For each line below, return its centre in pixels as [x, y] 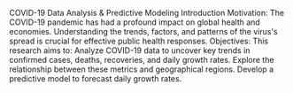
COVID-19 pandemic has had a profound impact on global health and [135, 22]
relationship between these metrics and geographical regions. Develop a [142, 69]
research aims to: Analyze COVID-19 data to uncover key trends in [130, 50]
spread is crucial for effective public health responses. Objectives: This [139, 41]
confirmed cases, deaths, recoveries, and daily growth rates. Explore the [142, 60]
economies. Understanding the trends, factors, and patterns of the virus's [143, 31]
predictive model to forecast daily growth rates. [96, 78]
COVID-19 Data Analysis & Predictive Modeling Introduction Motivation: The [147, 13]
